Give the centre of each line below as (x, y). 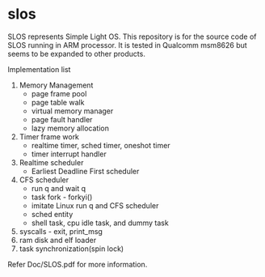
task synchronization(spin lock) (72, 249)
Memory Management (56, 85)
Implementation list (39, 69)
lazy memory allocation (70, 128)
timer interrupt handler (69, 154)
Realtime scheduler (51, 162)
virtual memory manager (72, 111)
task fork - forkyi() (62, 197)
